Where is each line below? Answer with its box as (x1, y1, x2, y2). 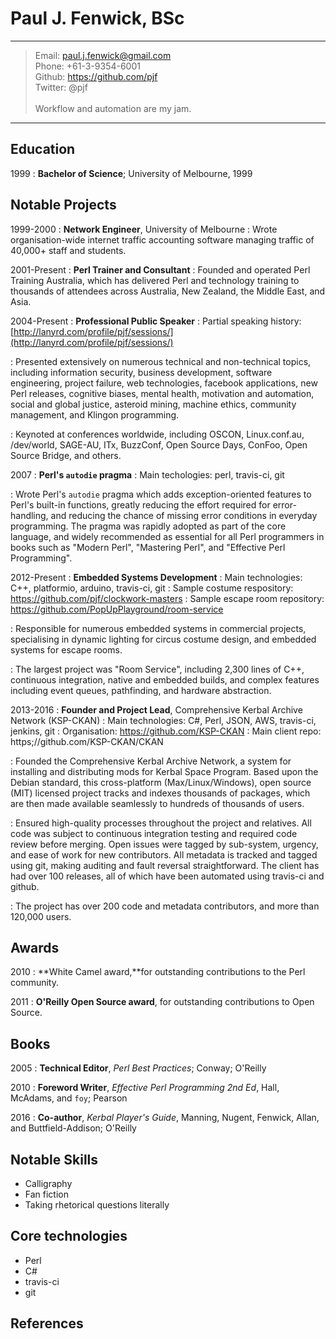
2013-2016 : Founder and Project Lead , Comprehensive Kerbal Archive (10, 703, 303, 716)
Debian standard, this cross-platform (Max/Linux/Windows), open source (10, 776, 312, 788)
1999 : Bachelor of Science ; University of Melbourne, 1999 (10, 167, 253, 179)
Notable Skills (10, 1151, 99, 1168)
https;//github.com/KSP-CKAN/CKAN (10, 735, 164, 747)
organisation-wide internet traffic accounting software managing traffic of (10, 233, 315, 246)
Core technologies (10, 1228, 128, 1245)
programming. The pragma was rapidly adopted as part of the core (10, 520, 287, 532)
